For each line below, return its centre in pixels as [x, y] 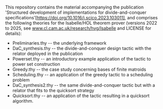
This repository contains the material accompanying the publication [74, 7]
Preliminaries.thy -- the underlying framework [59, 43]
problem [21, 80]
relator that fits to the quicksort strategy [53, 90]
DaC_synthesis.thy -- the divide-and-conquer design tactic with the [82, 48]
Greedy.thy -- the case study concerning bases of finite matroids [79, 69]
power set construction [36, 64]
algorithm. [23, 101]
